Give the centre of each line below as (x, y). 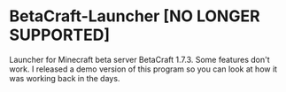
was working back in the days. (65, 78)
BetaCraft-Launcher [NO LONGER (135, 16)
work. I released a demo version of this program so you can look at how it (143, 69)
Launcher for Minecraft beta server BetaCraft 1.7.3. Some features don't (139, 59)
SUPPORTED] (60, 35)
